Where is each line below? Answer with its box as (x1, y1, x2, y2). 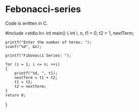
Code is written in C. (5, 20, 48, 26)
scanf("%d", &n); (5, 44, 42, 49)
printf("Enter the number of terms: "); (5, 39, 92, 45)
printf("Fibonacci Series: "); (5, 53, 72, 58)
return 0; (5, 92, 26, 98)
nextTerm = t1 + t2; (14, 75, 58, 80)
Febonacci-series (5, 4, 81, 15)
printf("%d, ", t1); (14, 71, 58, 76)
